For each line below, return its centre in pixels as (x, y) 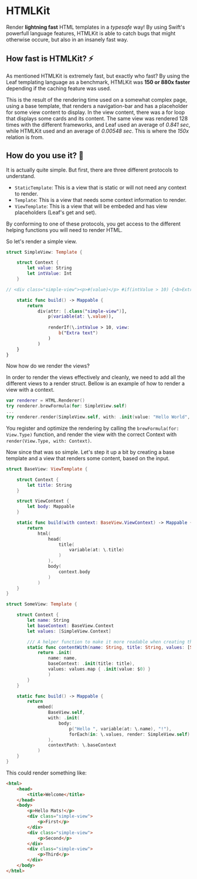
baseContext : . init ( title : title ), (91, 664)
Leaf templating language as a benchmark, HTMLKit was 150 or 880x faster (98, 82)
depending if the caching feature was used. (59, 88)
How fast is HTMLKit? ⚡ (50, 59)
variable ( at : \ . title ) (97, 550)
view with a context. (30, 390)
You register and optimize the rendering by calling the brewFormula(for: (93, 428)
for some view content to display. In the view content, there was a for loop (96, 112)
